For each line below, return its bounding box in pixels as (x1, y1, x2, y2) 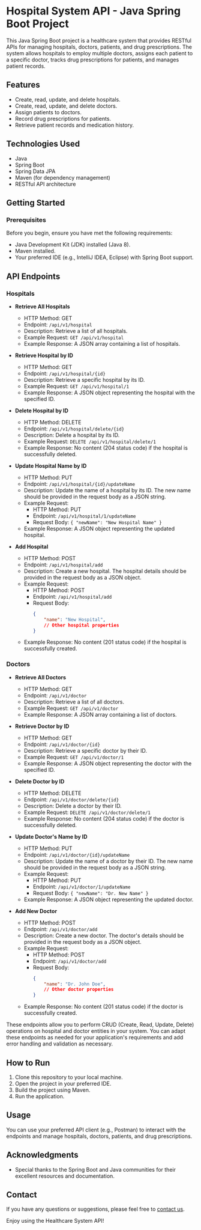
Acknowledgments (6, 1150, 79, 1160)
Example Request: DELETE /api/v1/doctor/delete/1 (23, 809, 151, 816)
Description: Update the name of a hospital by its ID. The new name (23, 486, 191, 494)
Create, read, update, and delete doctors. (14, 102, 118, 109)
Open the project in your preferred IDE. (14, 1080, 112, 1088)
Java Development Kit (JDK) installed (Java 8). (14, 241, 131, 248)
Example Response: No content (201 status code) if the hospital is (23, 638, 187, 646)
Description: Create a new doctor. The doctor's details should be (23, 932, 184, 939)
